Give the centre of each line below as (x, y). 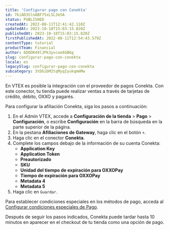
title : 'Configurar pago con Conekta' (46, 10)
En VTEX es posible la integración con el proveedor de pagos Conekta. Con (84, 86)
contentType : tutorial (29, 43)
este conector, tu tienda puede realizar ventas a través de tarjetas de (78, 91)
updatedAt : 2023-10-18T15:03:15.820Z (45, 29)
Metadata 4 (33, 181)
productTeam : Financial (31, 48)
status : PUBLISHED (25, 19)
